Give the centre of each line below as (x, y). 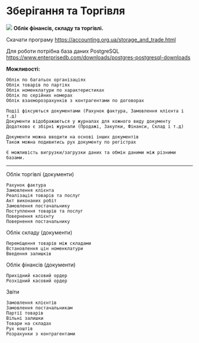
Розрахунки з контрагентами (41, 334)
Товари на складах (29, 323)
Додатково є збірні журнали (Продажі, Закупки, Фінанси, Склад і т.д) (95, 126)
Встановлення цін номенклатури (45, 248)
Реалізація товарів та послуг (44, 195)
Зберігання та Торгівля (66, 11)
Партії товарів (25, 313)
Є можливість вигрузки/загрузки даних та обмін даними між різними (91, 153)
